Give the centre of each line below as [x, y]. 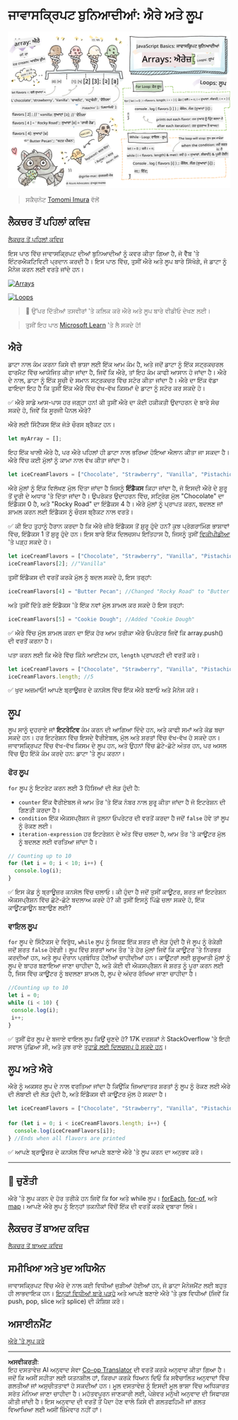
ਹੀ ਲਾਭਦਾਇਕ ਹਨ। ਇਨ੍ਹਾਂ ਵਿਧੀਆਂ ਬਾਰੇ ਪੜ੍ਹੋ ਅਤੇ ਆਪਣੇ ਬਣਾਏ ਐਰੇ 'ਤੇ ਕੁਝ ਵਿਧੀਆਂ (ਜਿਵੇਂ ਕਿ [118, 1293]
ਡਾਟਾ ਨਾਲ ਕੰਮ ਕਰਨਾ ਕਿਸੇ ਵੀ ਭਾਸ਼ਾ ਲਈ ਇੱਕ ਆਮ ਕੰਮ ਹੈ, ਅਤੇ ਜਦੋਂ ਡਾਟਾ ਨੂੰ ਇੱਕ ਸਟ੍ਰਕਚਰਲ [116, 365]
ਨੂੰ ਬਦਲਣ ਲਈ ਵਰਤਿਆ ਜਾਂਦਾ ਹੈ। [58, 842]
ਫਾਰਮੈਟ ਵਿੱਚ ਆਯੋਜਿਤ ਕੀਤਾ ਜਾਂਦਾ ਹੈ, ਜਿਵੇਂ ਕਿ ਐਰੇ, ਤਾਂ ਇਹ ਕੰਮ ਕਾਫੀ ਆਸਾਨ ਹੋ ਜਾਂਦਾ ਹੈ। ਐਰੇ [118, 372]
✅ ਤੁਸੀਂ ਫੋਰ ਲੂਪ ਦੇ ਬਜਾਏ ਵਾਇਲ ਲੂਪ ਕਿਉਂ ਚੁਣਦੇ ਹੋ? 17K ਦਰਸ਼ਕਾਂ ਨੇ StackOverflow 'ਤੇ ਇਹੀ [119, 1038]
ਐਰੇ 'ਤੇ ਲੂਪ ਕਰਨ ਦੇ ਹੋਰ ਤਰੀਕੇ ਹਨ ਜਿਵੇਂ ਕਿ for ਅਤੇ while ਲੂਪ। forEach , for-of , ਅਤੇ [113, 1198]
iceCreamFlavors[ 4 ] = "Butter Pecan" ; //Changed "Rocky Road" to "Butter [119, 591]
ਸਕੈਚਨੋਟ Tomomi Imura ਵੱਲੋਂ [62, 199]
